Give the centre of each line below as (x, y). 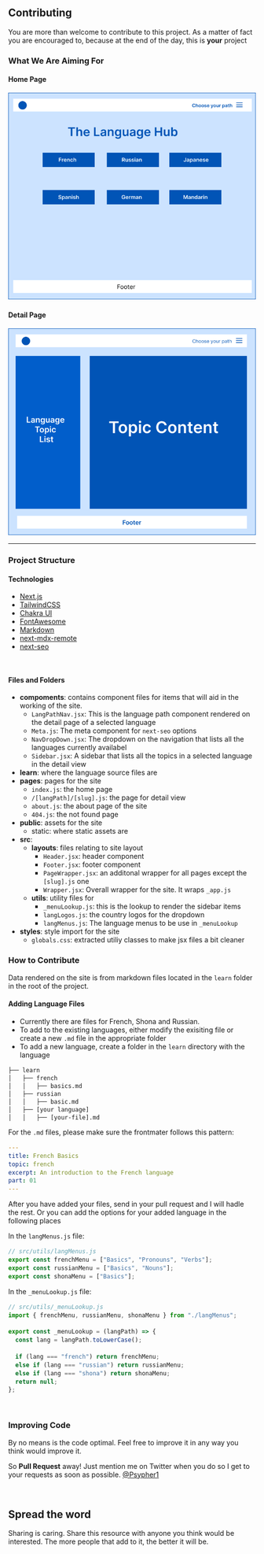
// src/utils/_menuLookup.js (56, 1307)
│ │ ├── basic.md (44, 1101)
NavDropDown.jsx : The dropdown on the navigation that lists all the (137, 739)
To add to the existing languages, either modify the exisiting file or (126, 1030)
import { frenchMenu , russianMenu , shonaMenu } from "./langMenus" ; (123, 1315)
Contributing (40, 13)
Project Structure (42, 560)
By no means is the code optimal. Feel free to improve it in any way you (123, 1442)
